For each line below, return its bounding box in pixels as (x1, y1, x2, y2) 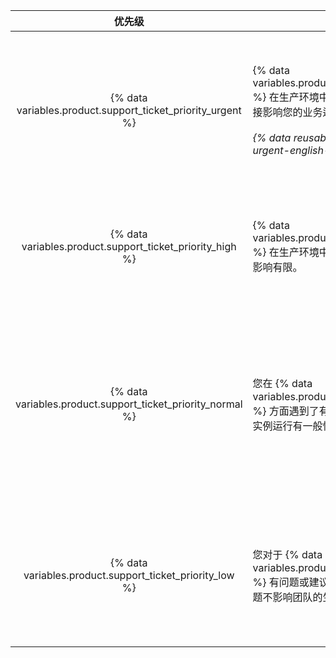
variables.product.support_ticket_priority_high (21, 240, 237, 253)
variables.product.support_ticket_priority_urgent (16, 104, 242, 117)
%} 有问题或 (252, 575, 310, 589)
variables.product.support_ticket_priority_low (23, 569, 235, 582)
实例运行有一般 (252, 419, 323, 433)
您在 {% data (252, 377, 313, 390)
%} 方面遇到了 (252, 404, 320, 418)
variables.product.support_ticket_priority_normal (15, 397, 243, 411)
